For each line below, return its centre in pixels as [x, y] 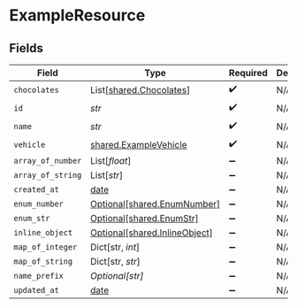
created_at [36, 190]
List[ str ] [107, 175]
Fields [27, 48]
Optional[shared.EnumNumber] [155, 204]
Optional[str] [117, 276]
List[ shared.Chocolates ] [140, 89]
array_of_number [48, 161]
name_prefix [39, 276]
